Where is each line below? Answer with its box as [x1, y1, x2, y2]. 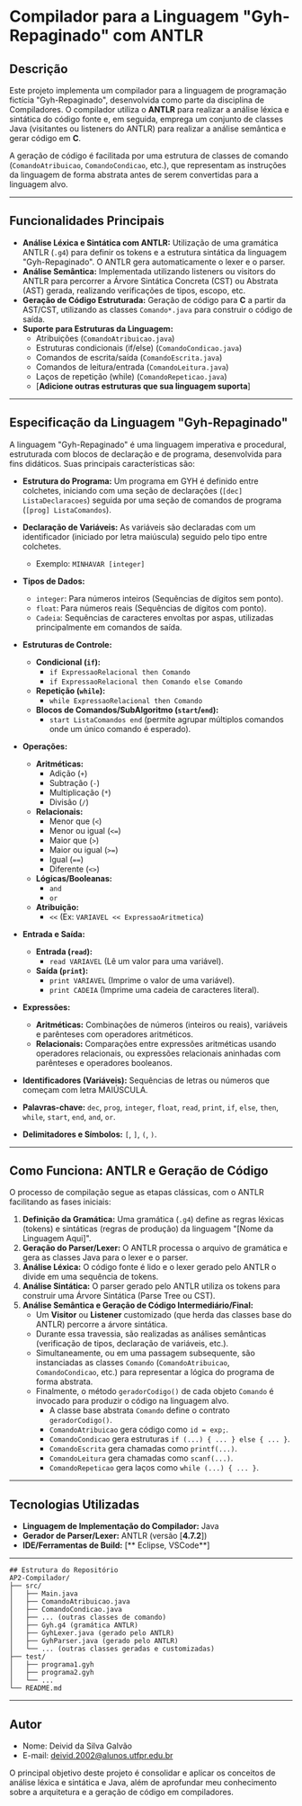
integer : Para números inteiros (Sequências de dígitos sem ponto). [35, 593, 284, 603]
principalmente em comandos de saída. [35, 621, 182, 632]
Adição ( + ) [49, 767, 88, 779]
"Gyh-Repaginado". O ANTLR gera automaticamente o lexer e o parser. [22, 256, 286, 267]
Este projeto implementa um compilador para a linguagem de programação [9, 85, 288, 95]
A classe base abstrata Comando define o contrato [49, 1405, 231, 1416]
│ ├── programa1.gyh [9, 1660, 94, 1669]
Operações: [22, 740, 68, 752]
